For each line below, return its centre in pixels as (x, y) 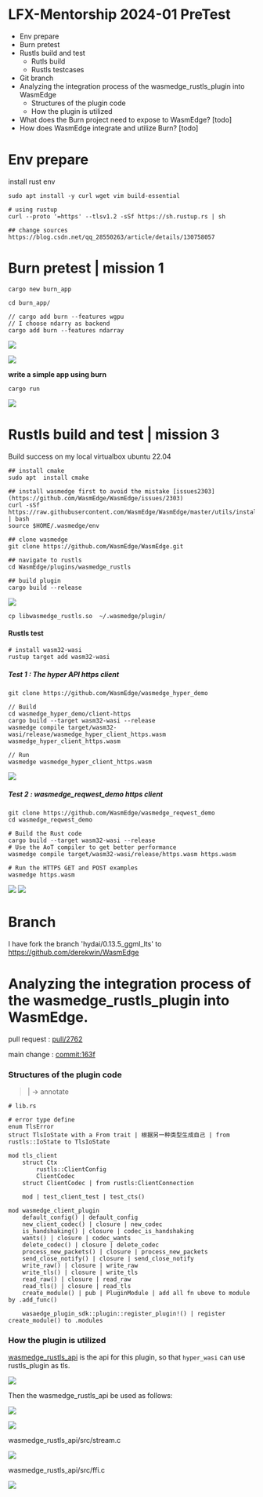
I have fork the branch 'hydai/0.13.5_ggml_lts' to (85, 943)
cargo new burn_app (40, 289)
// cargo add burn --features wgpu (66, 317)
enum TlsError (31, 1127)
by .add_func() (33, 1300)
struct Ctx (40, 1163)
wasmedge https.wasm (42, 875)
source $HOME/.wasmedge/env (54, 525)
